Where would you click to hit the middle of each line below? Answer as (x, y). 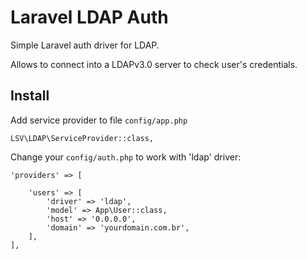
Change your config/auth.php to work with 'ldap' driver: (126, 157)
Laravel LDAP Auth (89, 17)
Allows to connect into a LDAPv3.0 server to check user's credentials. (154, 64)
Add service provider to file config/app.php (99, 120)
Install (30, 96)
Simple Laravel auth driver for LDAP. (85, 45)
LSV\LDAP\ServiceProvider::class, (82, 138)
